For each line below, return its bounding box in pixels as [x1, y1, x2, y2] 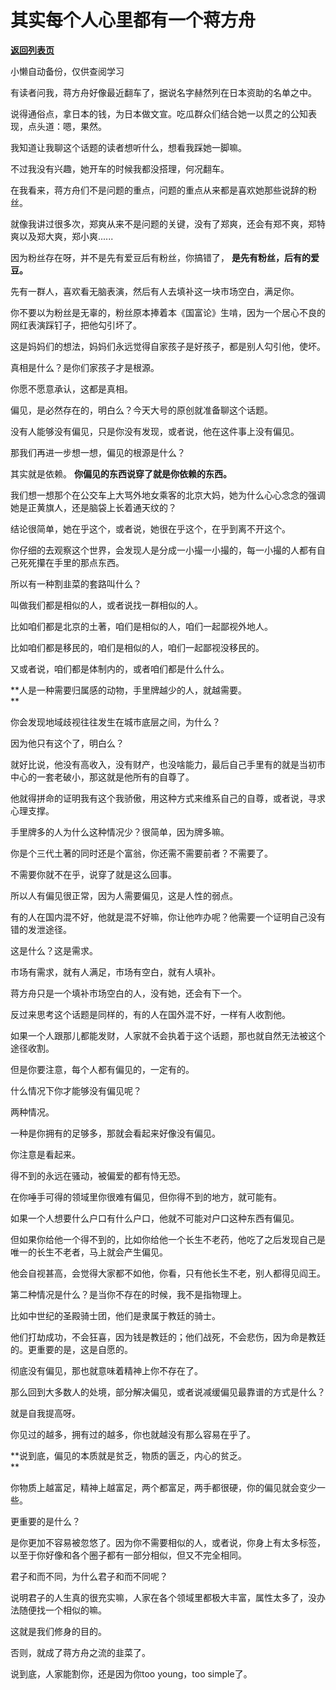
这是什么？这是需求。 [10, 944, 98, 956]
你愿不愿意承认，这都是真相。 [10, 382, 133, 395]
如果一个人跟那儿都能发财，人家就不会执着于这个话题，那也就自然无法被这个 [10, 1029, 326, 1041]
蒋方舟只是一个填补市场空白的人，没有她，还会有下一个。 [10, 987, 247, 999]
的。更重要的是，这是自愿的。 [10, 1343, 133, 1355]
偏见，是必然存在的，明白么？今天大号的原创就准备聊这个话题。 [10, 404, 273, 416]
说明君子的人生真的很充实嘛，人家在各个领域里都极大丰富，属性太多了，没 [10, 1591, 317, 1603]
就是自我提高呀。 [10, 1407, 81, 1419]
